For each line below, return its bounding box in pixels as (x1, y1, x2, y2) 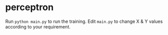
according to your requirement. (5, 23, 71, 29)
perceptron (5, 2, 54, 13)
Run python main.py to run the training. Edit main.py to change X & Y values (5, 18, 163, 24)
